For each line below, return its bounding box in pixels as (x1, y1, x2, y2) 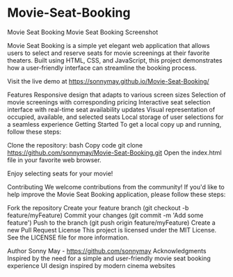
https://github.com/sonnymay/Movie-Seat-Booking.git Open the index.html (7, 148, 222, 157)
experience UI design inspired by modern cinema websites (7, 261, 176, 269)
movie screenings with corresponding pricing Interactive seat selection (7, 97, 211, 106)
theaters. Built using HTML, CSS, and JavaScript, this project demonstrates (7, 56, 223, 64)
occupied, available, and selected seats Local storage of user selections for (7, 113, 224, 121)
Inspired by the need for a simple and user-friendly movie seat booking (7, 254, 211, 262)
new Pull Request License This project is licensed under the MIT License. (7, 225, 217, 234)
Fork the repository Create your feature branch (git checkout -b (7, 203, 189, 212)
